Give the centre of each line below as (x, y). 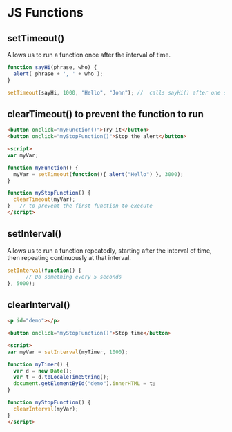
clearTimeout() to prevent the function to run (105, 114)
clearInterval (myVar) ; (46, 409)
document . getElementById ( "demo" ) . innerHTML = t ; (85, 384)
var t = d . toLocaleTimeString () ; (61, 377)
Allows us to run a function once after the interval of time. (89, 55)
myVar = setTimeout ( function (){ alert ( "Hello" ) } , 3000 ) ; (99, 174)
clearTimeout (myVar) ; (45, 199)
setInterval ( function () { (44, 271)
